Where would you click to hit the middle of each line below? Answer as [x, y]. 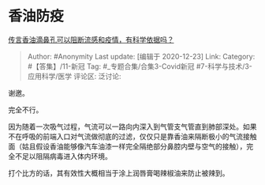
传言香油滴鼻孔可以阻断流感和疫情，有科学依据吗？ [91, 40]
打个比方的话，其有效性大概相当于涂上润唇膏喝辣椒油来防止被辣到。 [119, 173]
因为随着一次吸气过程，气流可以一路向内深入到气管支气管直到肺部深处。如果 [132, 126]
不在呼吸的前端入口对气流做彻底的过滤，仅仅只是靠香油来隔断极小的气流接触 [132, 136]
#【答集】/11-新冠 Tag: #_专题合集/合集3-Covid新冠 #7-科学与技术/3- [140, 66]
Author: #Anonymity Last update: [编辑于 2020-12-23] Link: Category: [141, 56]
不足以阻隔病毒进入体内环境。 [63, 156]
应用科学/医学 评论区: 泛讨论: [74, 76]
